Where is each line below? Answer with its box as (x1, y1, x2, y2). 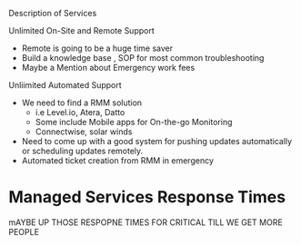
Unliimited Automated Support (8, 80, 122, 90)
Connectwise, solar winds (35, 126, 133, 137)
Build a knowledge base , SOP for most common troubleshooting (21, 53, 265, 63)
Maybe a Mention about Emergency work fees (21, 63, 196, 73)
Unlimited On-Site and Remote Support (8, 25, 156, 35)
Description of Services (8, 8, 97, 18)
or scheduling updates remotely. (21, 145, 144, 156)
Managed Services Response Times (8, 187, 286, 208)
